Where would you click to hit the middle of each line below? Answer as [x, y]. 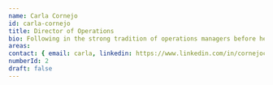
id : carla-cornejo [39, 23]
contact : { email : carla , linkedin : [70, 53]
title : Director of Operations [61, 31]
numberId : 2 [28, 62]
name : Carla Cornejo [43, 16]
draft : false [30, 69]
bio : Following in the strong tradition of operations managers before [132, 38]
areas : [19, 46]
